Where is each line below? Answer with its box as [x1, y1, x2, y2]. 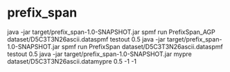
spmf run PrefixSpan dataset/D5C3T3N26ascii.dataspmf [61, 42, 223, 51]
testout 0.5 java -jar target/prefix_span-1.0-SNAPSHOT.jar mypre [7, 50, 192, 58]
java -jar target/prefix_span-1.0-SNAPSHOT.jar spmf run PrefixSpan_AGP [7, 28, 216, 36]
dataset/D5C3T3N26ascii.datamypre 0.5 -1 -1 [7, 57, 137, 65]
